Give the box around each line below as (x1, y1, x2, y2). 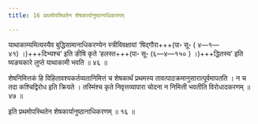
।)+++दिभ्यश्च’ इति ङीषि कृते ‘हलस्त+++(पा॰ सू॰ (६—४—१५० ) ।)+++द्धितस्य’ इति (21, 49, 244, 58)
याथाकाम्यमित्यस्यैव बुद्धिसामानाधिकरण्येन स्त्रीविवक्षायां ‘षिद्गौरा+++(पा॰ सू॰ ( (8, 40, 196, 49)
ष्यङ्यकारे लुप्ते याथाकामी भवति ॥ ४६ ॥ (8, 57, 108, 67)
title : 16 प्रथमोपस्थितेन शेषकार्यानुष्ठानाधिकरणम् (8, 11, 125, 20)
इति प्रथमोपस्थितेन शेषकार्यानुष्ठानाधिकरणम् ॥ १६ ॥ (8, 107, 136, 116)
